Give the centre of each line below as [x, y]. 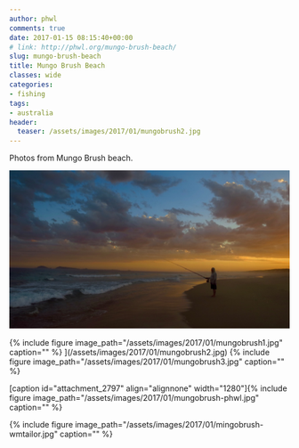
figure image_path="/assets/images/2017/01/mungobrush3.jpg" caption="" [147, 362]
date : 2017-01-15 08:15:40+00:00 [71, 37]
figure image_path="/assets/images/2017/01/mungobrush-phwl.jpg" [134, 397]
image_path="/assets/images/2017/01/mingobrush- [170, 424]
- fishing [28, 94]
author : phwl [33, 19]
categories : [31, 85]
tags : [19, 103]
